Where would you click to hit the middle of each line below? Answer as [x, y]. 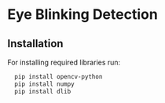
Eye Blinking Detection [82, 15]
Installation [35, 44]
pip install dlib [43, 91]
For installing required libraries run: [64, 62]
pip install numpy [45, 84]
